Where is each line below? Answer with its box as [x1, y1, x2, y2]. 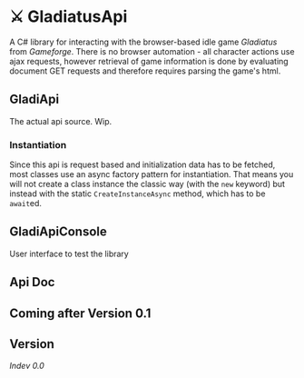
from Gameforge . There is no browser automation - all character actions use [9, 45, 295, 56]
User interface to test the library [9, 248, 129, 259]
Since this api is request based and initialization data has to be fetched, [9, 159, 276, 170]
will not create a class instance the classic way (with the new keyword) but [9, 179, 286, 190]
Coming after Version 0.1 [9, 305, 152, 321]
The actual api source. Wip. [9, 115, 113, 126]
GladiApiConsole [9, 224, 107, 240]
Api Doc [9, 274, 55, 290]
